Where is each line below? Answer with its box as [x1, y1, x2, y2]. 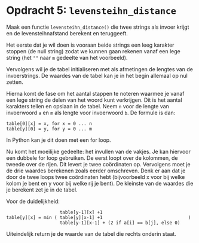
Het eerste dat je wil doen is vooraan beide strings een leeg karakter [6, 41, 174, 48]
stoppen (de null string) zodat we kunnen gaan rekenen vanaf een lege [6, 47, 180, 54]
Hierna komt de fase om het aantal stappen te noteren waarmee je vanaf [6, 90, 185, 97]
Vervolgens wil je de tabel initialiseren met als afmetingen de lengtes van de [6, 65, 193, 72]
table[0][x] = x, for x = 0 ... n [6, 120, 93, 126]
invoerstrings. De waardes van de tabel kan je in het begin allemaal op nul [6, 72, 188, 79]
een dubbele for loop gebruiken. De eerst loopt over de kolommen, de [6, 154, 178, 162]
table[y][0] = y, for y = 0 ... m [6, 126, 93, 132]
